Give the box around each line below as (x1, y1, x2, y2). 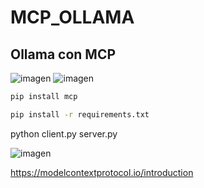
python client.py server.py (10, 127, 118, 140)
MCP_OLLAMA (10, 6, 135, 29)
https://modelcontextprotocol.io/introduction (10, 166, 194, 178)
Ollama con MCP (10, 46, 117, 63)
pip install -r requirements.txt (10, 109, 150, 120)
